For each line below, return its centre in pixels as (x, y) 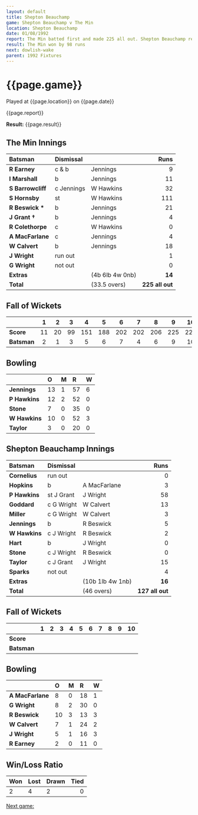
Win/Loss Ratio (35, 764)
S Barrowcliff (28, 189)
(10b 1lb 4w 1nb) (107, 581)
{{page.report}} (25, 112)
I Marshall (23, 179)
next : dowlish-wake (30, 50)
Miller (17, 514)
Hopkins (21, 485)
